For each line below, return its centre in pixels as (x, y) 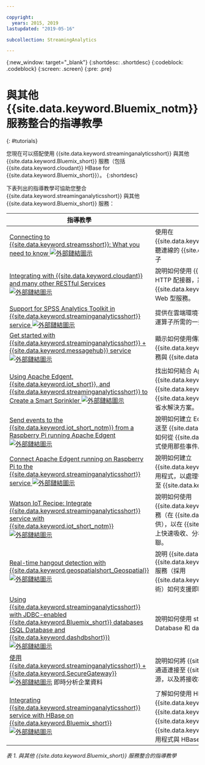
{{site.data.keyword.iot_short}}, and (60, 384)
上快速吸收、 (174, 534)
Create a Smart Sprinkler (45, 401)
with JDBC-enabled (38, 615)
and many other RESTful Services (57, 283)
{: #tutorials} (22, 141)
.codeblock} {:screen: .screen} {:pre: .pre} (59, 69)
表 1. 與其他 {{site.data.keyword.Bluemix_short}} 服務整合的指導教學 (92, 756)
